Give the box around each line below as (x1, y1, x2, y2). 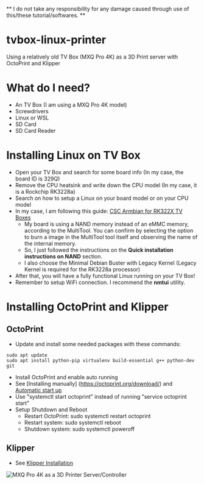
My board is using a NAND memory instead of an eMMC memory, (24, 220, 189, 227)
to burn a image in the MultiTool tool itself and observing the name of (24, 233, 198, 240)
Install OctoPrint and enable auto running (15, 373, 118, 380)
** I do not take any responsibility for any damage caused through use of (6, 5, 189, 12)
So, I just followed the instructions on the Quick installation (24, 246, 174, 254)
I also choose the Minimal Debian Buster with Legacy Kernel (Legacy (24, 259, 197, 266)
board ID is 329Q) (15, 175, 60, 182)
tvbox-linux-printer (6, 33, 107, 47)
